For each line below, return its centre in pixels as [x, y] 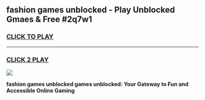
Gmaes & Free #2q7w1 [49, 20]
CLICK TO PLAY [30, 37]
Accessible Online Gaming [41, 90]
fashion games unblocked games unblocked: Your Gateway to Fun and [98, 84]
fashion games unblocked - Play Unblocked [91, 10]
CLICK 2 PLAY [27, 59]
